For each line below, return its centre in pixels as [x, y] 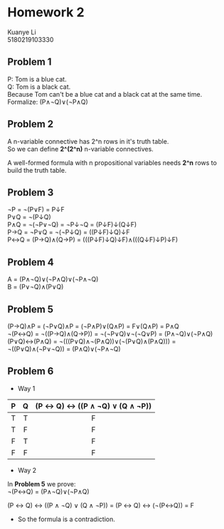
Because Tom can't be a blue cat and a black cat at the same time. [105, 94]
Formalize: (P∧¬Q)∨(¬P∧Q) [48, 102]
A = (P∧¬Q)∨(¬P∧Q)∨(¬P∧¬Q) [53, 279]
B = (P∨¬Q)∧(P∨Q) [36, 287]
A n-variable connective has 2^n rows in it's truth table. [88, 141]
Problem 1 [30, 62]
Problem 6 [31, 372]
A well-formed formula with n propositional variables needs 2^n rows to [112, 162]
